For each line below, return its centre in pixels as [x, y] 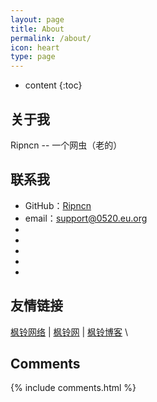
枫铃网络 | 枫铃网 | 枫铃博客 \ [69, 332]
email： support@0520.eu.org [86, 218]
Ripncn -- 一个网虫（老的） [66, 145]
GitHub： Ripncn [58, 205]
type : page [33, 57]
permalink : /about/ [51, 38]
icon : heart [35, 47]
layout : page [37, 19]
